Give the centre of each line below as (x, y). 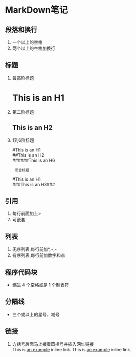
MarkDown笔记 (36, 10)
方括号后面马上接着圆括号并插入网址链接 (53, 344)
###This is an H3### (34, 184)
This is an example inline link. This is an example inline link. (71, 349)
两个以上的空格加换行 (34, 48)
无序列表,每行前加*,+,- (34, 249)
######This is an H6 (34, 160)
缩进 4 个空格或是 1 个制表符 (41, 285)
